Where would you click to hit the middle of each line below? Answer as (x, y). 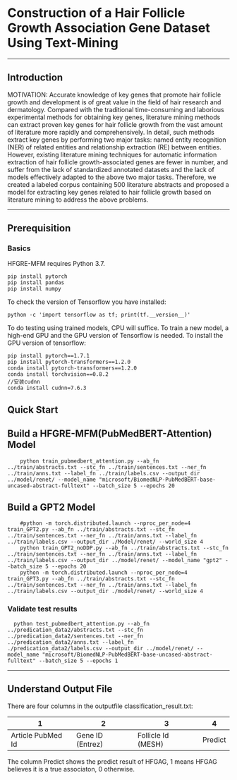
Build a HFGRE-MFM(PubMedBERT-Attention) (110, 434)
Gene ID (90, 735)
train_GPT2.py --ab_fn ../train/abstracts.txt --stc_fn (91, 530)
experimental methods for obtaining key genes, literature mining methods (114, 117)
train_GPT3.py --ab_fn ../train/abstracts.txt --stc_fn (91, 579)
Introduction (35, 78)
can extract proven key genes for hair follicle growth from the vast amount (115, 124)
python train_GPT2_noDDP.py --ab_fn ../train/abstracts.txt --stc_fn (124, 548)
